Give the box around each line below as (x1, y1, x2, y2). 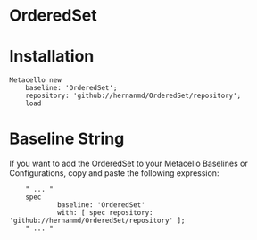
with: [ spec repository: (56, 209, 153, 218)
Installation (9, 46, 95, 67)
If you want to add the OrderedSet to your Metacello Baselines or (9, 158, 248, 170)
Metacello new (9, 76, 62, 85)
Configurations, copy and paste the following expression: (9, 168, 220, 178)
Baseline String (9, 128, 125, 149)
